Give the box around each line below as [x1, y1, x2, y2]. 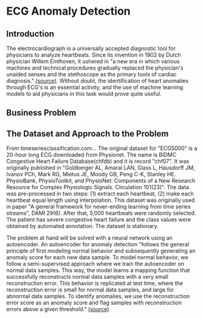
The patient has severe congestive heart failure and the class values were [6, 216, 191, 223]
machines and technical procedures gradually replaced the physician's [6, 64, 184, 71]
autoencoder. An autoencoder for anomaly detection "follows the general [6, 241, 190, 248]
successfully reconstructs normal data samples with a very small [6, 273, 169, 281]
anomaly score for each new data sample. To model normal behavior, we [6, 254, 188, 261]
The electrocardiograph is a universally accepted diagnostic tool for [6, 45, 176, 52]
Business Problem [6, 108, 77, 118]
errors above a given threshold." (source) [6, 306, 109, 313]
